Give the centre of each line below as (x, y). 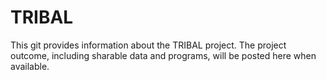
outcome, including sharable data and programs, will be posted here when (163, 55)
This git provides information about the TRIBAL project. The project (148, 45)
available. (30, 66)
